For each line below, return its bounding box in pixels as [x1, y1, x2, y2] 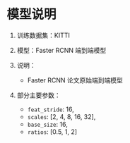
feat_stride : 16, [27, 105, 75, 113]
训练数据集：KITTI [16, 31, 70, 39]
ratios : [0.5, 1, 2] [27, 128, 78, 136]
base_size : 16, [27, 120, 68, 128]
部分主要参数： [16, 91, 61, 99]
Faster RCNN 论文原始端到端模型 [27, 75, 123, 85]
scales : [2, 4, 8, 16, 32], [27, 112, 96, 120]
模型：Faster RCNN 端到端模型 [16, 46, 107, 54]
